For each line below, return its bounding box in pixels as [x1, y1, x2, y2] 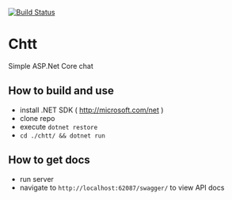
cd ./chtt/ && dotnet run [19, 131, 105, 140]
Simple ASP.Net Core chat [8, 61, 93, 70]
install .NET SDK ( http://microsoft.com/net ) [19, 105, 164, 115]
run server [19, 174, 54, 183]
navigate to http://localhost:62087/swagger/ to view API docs [19, 183, 225, 192]
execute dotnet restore [19, 122, 98, 131]
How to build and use [8, 84, 115, 98]
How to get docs [8, 153, 91, 167]
